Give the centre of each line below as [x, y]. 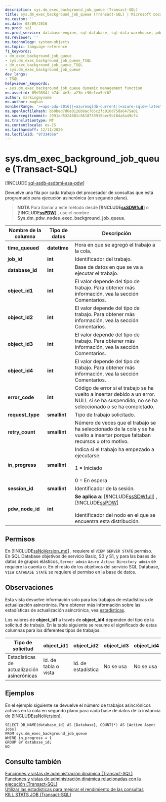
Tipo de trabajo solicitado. [105, 415]
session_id [21, 489]
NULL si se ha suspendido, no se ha [116, 401]
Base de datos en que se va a [109, 267]
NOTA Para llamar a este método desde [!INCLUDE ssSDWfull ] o [83, 208]
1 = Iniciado [88, 468]
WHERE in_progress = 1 [28, 738]
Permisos [20, 539]
